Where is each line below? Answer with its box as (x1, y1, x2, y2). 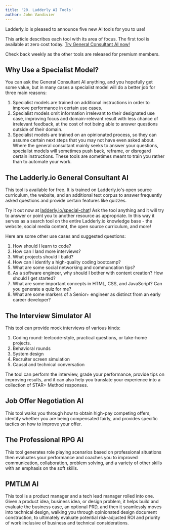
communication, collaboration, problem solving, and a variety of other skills (5, 460, 162, 466)
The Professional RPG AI (5, 435, 84, 444)
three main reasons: (5, 90, 47, 96)
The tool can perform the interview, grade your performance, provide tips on (5, 371, 165, 377)
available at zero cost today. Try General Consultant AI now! (5, 41, 130, 47)
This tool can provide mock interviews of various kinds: (5, 325, 120, 331)
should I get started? (12, 275, 56, 281)
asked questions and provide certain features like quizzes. (5, 198, 127, 204)
